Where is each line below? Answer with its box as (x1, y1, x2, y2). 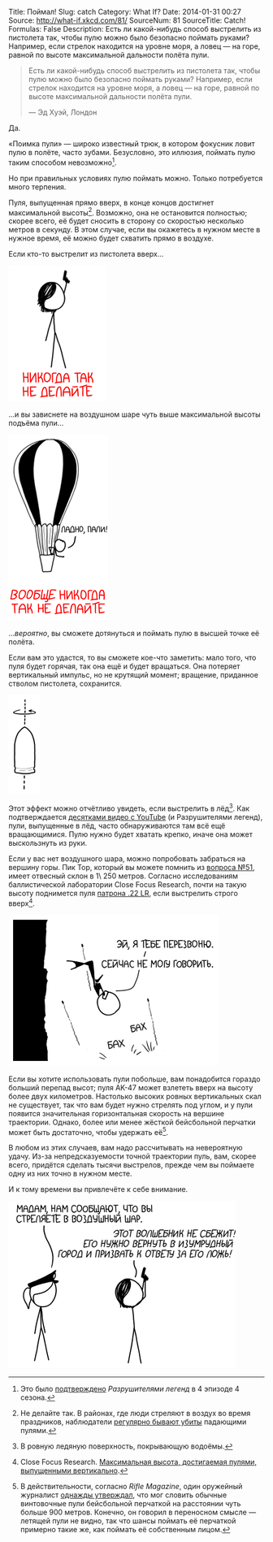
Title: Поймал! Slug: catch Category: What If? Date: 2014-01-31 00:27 (8, 7, 241, 16)
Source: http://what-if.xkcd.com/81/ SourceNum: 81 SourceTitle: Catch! (8, 15, 246, 25)
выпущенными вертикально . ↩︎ (19, 1466, 128, 1475)
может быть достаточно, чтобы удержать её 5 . (8, 1125, 169, 1137)
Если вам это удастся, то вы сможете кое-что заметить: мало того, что (8, 653, 257, 663)
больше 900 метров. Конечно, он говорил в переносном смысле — (19, 1507, 257, 1518)
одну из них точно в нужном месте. (8, 1169, 132, 1179)
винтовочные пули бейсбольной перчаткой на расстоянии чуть (19, 1499, 241, 1509)
